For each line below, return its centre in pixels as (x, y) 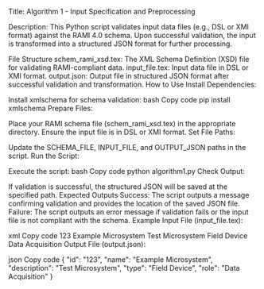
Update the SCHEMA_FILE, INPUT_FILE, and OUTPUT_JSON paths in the (127, 147)
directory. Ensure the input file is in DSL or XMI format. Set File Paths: (122, 132)
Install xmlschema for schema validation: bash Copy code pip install (119, 100)
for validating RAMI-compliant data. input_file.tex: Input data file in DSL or (128, 67)
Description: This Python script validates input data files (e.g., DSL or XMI (128, 27)
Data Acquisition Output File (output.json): (77, 244)
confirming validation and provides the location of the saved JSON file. (124, 203)
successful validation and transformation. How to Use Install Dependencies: (132, 84)
